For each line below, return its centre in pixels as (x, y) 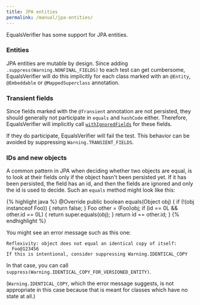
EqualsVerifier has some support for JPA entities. (67, 34)
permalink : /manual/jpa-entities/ (50, 17)
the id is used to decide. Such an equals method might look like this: (91, 190)
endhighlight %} (26, 221)
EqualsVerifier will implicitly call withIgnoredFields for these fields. (89, 124)
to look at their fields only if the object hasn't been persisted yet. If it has (96, 177)
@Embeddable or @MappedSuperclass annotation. (63, 83)
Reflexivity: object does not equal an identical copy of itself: (92, 244)
